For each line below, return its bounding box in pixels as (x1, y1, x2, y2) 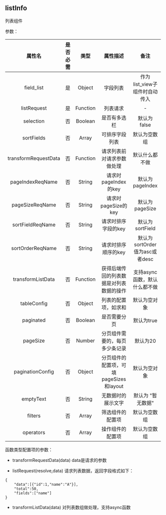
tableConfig (20, 300, 48, 307)
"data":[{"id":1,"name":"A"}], (14, 482, 79, 487)
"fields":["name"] (14, 491, 52, 496)
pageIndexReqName (10, 178, 58, 185)
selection (23, 118, 45, 125)
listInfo (5, 4, 27, 12)
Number (76, 337, 95, 344)
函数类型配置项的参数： (5, 447, 53, 452)
